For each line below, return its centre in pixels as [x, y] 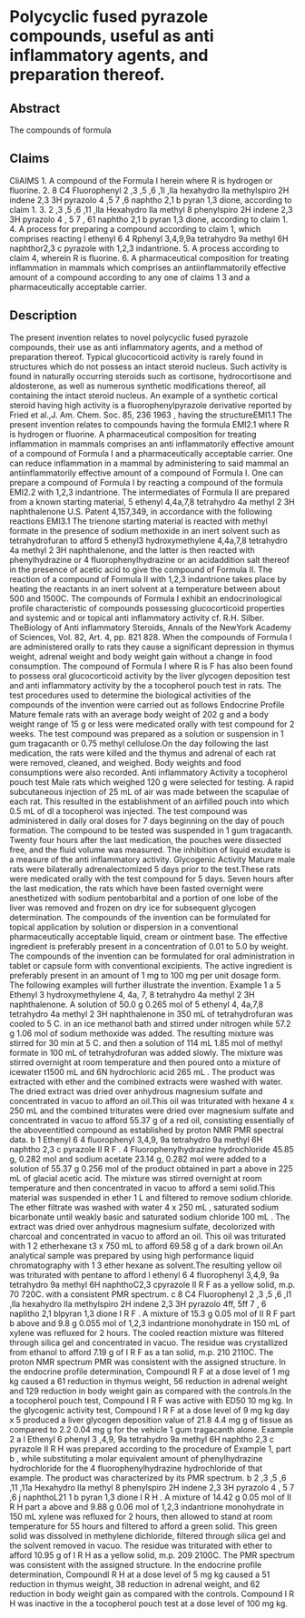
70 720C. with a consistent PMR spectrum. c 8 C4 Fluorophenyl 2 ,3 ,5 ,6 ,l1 [151, 1294]
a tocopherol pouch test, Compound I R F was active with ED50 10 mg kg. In [151, 1400]
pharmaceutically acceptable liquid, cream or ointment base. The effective [148, 936]
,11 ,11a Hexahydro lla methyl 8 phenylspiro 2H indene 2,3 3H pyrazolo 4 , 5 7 [152, 1487]
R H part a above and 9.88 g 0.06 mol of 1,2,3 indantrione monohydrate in [147, 1506]
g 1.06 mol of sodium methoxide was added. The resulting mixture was [142, 1033]
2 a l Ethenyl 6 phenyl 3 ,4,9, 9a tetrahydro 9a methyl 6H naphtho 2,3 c [142, 1439]
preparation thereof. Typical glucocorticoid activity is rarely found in [137, 357]
